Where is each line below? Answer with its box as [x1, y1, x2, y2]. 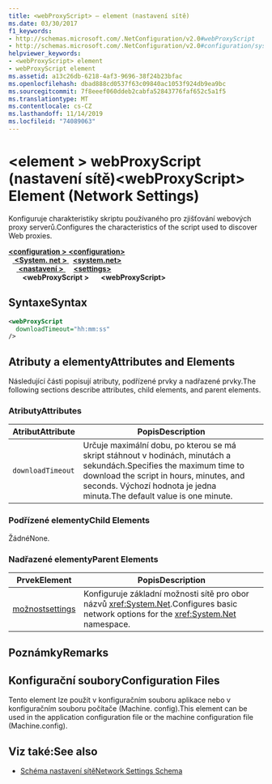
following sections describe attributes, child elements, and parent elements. [8, 385, 261, 395]
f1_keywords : [8, 27, 53, 35]
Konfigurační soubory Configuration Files [8, 674, 220, 688]
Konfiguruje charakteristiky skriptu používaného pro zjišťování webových [8, 213, 252, 223]
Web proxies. [8, 230, 53, 240]
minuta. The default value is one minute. [83, 491, 233, 502]
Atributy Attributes [8, 405, 83, 416]
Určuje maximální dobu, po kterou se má [83, 439, 236, 451]
